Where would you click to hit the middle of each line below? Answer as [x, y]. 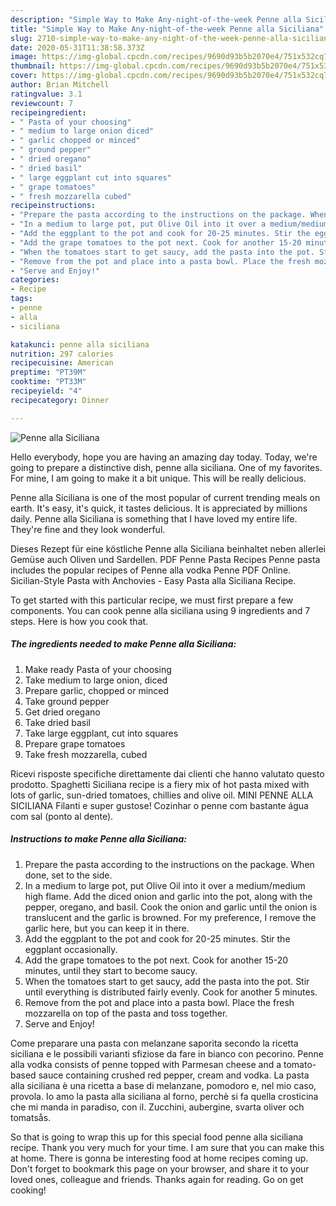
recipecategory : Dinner [60, 400]
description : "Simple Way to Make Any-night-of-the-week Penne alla [156, 19]
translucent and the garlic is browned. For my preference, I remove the [170, 917]
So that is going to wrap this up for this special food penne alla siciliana [157, 1137]
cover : [24, 76]
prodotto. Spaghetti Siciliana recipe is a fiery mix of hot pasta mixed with [160, 784]
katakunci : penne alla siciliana [80, 344]
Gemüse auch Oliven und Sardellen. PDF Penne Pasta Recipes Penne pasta [165, 559]
